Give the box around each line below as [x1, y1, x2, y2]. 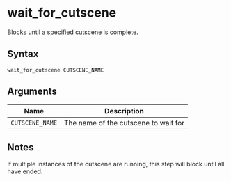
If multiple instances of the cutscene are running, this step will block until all [7, 160, 225, 168]
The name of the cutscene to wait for [63, 118, 185, 127]
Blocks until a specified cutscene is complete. [7, 28, 139, 36]
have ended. [7, 167, 43, 175]
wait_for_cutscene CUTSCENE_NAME [7, 66, 104, 74]
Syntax [7, 48, 39, 60]
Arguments [7, 86, 58, 97]
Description [104, 106, 145, 116]
